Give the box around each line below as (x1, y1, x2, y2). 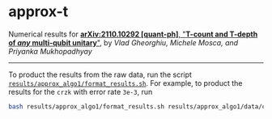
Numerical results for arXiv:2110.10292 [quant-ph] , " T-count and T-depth (8, 29, 258, 39)
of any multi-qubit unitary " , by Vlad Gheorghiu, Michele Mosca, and (8, 37, 239, 47)
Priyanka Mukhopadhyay (8, 46, 93, 56)
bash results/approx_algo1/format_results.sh (8, 102, 164, 111)
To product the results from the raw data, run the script (8, 70, 193, 79)
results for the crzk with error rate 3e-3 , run (8, 87, 153, 96)
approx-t (8, 2, 69, 21)
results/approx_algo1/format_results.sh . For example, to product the (8, 78, 243, 87)
